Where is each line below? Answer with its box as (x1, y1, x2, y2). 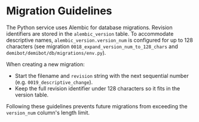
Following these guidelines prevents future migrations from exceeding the (6, 102, 188, 110)
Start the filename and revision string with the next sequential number (14, 72, 189, 79)
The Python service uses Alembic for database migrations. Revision (6, 24, 173, 31)
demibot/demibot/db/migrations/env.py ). (6, 49, 106, 56)
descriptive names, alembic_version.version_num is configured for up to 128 (6, 36, 193, 43)
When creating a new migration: (6, 61, 85, 68)
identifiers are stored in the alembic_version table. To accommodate (6, 30, 174, 37)
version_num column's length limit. (6, 109, 90, 116)
